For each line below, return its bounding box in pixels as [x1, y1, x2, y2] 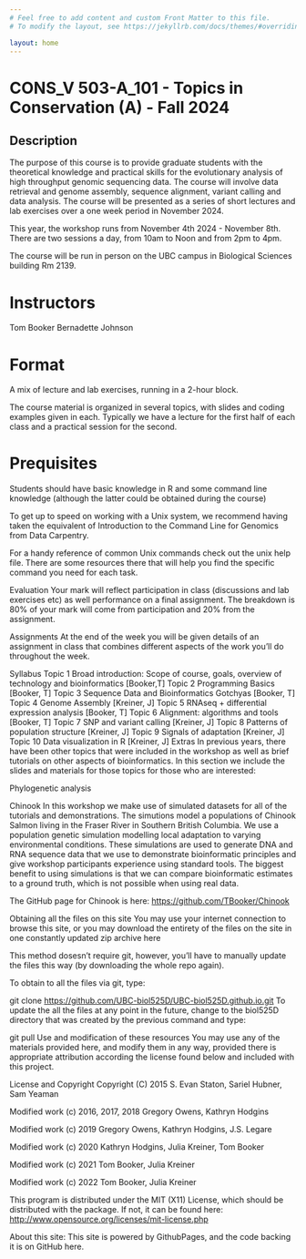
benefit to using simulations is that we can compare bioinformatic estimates [9, 868, 293, 879]
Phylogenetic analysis [9, 783, 92, 793]
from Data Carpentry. [9, 530, 89, 541]
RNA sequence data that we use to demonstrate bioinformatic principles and [9, 849, 297, 860]
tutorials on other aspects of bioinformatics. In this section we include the [9, 755, 285, 766]
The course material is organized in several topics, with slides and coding [9, 402, 285, 413]
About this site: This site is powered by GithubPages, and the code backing [9, 1232, 291, 1243]
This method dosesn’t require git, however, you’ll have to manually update [9, 950, 287, 961]
